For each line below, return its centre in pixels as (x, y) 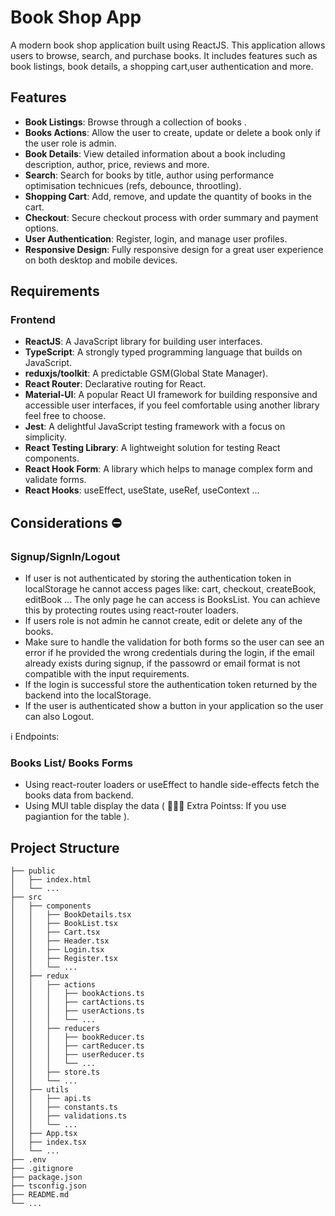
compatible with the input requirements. (107, 674)
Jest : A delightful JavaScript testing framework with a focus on (155, 427)
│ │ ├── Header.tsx (60, 941)
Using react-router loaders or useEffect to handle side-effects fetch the (172, 785)
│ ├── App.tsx (44, 1134)
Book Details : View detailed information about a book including (155, 153)
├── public (33, 871)
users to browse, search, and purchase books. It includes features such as (164, 55)
